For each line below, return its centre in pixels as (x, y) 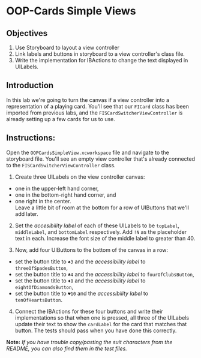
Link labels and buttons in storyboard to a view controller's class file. (100, 54)
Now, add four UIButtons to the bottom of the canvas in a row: (91, 249)
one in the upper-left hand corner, (57, 188)
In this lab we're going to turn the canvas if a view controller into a (88, 100)
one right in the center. (43, 201)
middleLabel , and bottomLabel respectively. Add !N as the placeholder (101, 231)
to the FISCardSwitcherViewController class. (61, 165)
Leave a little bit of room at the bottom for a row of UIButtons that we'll (102, 207)
